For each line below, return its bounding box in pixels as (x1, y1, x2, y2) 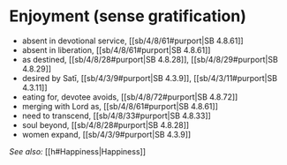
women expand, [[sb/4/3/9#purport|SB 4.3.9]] (21, 129, 192, 139)
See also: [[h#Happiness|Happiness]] (9, 146, 147, 156)
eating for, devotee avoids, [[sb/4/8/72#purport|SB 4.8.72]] (21, 91, 238, 102)
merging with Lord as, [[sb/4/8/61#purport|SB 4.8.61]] (21, 101, 219, 111)
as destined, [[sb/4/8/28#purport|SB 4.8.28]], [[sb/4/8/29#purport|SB (21, 54, 278, 64)
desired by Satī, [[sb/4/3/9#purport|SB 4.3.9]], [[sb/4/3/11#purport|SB (21, 72, 278, 83)
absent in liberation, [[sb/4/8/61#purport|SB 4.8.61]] (21, 44, 211, 55)
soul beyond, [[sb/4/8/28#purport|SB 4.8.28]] (21, 119, 190, 130)
